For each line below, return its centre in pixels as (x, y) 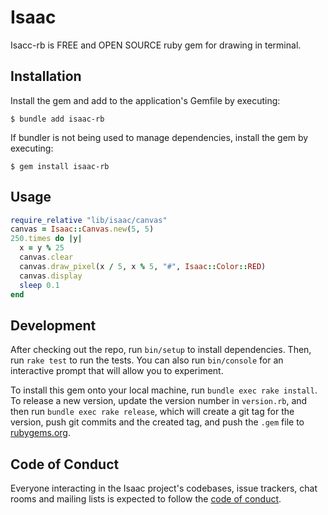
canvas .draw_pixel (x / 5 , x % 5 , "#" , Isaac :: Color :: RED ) (143, 266)
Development (53, 325)
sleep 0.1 (39, 285)
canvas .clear (46, 257)
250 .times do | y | (46, 239)
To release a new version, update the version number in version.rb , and (159, 401)
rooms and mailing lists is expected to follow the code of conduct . (146, 499)
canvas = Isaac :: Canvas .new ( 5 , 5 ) (82, 229)
